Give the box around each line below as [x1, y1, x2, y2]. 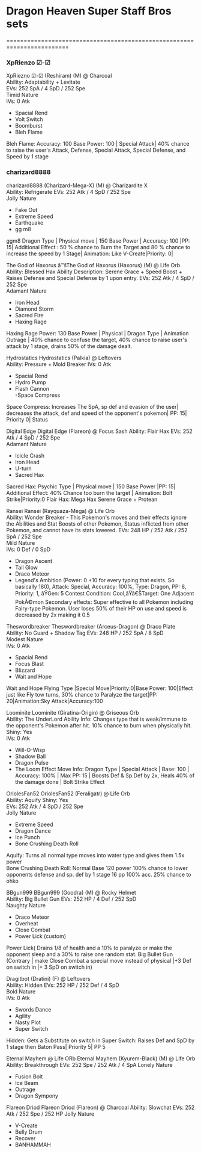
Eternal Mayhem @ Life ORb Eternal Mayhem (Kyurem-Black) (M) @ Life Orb [6, 1055, 196, 1062]
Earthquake [14, 219, 44, 226]
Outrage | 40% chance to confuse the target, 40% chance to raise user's [6, 336, 187, 343]
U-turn [14, 465, 32, 472]
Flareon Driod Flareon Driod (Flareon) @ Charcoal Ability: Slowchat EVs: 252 [6, 1104, 195, 1111]
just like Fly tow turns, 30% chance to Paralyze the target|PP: [6, 691, 158, 698]
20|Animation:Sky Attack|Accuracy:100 [6, 697, 103, 704]
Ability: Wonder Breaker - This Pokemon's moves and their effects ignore [6, 514, 187, 521]
